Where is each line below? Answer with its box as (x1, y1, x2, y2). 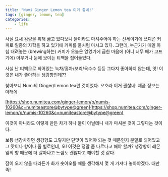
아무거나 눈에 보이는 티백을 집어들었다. (16, 55, 92, 61)
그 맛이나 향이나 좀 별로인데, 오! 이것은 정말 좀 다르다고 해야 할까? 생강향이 (5, 143, 151, 149)
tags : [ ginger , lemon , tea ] (5, 12, 65, 17)
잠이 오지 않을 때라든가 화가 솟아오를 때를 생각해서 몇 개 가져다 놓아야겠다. (5, 160, 150, 166)
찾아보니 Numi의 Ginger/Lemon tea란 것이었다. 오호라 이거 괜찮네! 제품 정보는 (5, 83, 160, 89)
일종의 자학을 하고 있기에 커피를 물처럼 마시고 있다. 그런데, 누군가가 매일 (14, 42, 156, 48)
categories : (5, 17, 30, 22)
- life (14, 21, 28, 27)
